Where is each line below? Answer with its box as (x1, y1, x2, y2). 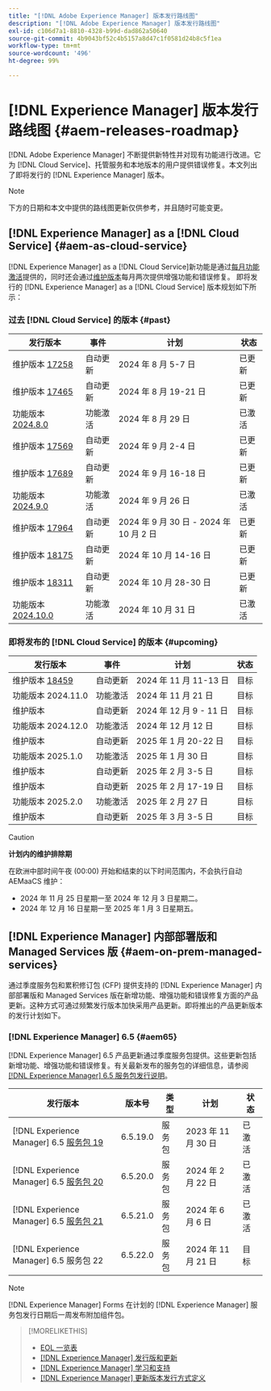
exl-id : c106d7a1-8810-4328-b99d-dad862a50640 (8, 27, 168, 35)
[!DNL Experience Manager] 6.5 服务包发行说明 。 (8, 1071, 172, 1081)
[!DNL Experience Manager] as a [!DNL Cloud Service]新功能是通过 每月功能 (8, 262, 260, 271)
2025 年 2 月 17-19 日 (135, 781, 224, 792)
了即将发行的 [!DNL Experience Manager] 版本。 (8, 170, 169, 179)
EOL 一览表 (40, 1343, 78, 1353)
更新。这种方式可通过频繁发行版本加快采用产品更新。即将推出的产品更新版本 (8, 1001, 263, 1011)
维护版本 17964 (12, 522, 74, 533)
